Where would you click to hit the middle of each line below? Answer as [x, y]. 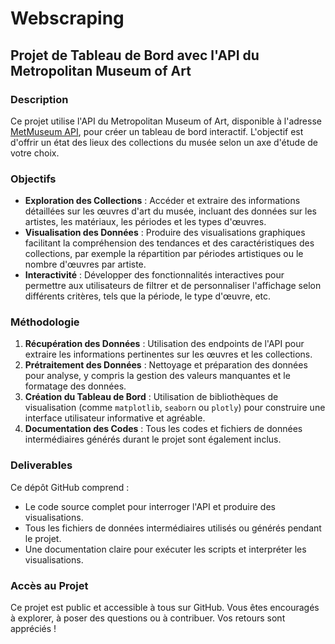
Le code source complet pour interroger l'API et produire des [150, 506]
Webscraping [67, 18]
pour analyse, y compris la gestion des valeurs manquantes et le [157, 376]
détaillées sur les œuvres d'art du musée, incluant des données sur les [170, 211]
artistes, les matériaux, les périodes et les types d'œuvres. [145, 222]
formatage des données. [75, 386]
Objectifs [33, 179]
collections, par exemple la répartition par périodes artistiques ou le [164, 254]
